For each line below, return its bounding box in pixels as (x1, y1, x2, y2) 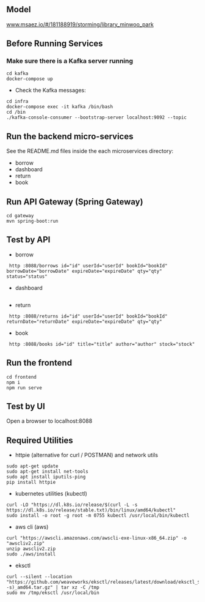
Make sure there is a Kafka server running (6, 56, 133, 65)
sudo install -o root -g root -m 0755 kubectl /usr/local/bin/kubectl (6, 513, 190, 519)
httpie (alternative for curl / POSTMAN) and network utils (15, 451, 159, 459)
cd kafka (6, 70, 29, 77)
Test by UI (6, 401, 46, 411)
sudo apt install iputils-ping (6, 474, 86, 480)
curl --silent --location (6, 574, 72, 580)
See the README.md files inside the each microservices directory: (6, 147, 174, 155)
